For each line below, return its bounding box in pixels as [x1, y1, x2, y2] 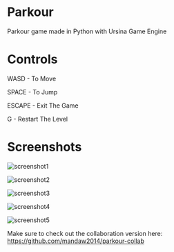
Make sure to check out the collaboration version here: [7, 229, 163, 237]
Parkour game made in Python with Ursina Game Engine [7, 27, 167, 35]
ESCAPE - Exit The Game [7, 101, 79, 110]
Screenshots [7, 140, 82, 155]
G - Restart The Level [7, 115, 68, 123]
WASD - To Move [7, 74, 57, 83]
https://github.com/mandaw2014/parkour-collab [7, 237, 145, 245]
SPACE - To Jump [7, 87, 58, 96]
